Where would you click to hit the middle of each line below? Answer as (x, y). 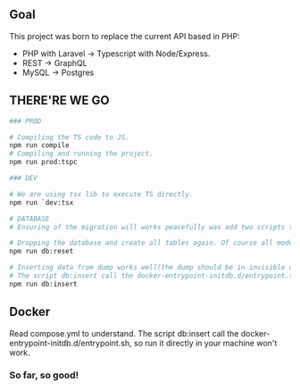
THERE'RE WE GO (59, 100)
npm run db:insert (43, 284)
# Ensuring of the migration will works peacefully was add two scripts (147, 227)
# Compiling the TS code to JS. (69, 137)
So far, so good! (44, 376)
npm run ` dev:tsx (42, 203)
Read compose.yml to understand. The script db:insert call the (124, 333)
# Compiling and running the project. (81, 154)
